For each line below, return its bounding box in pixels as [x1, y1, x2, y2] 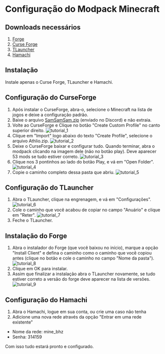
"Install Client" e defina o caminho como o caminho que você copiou [12, 250, 152, 256]
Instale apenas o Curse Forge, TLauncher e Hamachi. [5, 79, 113, 85]
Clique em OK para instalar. [12, 266, 68, 272]
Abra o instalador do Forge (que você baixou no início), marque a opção [12, 245, 159, 251]
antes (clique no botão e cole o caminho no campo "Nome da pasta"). [12, 255, 154, 261]
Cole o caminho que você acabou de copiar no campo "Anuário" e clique [12, 207, 161, 213]
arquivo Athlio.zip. [12, 138, 49, 144]
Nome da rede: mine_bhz [12, 329, 64, 335]
